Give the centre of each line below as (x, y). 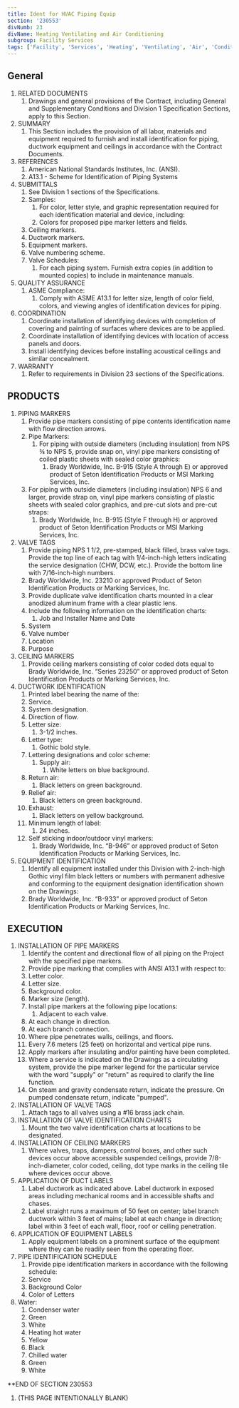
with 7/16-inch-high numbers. (72, 572)
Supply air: (55, 762)
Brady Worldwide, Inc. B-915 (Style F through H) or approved (128, 520)
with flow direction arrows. (67, 428)
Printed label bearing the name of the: (84, 694)
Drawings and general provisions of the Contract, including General (127, 101)
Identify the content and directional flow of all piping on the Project (126, 953)
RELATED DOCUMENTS (53, 93)
